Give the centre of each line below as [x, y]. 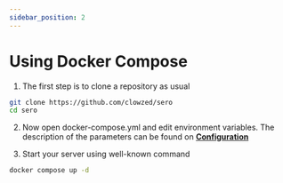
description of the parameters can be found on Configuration [135, 137]
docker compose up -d [49, 171]
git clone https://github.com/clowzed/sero [91, 102]
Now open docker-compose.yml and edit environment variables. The [148, 127]
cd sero [24, 111]
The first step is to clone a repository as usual [106, 86]
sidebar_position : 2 [48, 17]
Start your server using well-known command [106, 154]
